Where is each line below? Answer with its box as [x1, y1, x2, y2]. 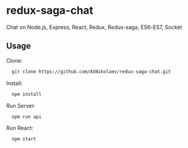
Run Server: [6, 102, 36, 109]
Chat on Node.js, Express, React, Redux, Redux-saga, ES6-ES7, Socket [6, 23, 183, 31]
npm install [11, 91, 42, 97]
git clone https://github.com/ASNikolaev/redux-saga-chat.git [11, 69, 171, 75]
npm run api [11, 114, 42, 120]
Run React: [6, 125, 34, 132]
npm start [11, 136, 36, 142]
